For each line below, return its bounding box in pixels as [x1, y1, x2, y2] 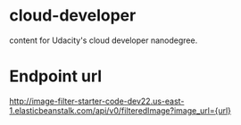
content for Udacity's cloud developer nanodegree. [9, 35, 198, 46]
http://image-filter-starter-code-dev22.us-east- [9, 96, 185, 106]
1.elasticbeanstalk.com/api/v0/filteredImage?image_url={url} [9, 104, 232, 116]
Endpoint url [9, 66, 103, 87]
